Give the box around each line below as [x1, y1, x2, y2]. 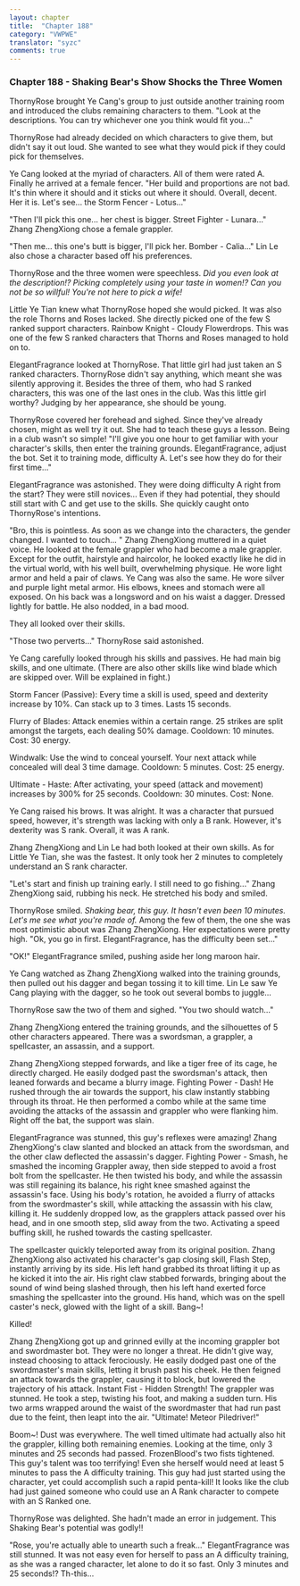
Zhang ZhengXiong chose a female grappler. [9, 224, 174, 235]
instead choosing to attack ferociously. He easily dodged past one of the [9, 1355, 277, 1366]
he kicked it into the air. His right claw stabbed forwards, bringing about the [9, 1273, 287, 1284]
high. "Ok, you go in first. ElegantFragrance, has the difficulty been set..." [9, 934, 279, 945]
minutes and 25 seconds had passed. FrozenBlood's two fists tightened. [9, 1448, 275, 1459]
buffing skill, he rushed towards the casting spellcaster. [9, 1227, 212, 1238]
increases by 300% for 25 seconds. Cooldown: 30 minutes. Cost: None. [9, 789, 274, 799]
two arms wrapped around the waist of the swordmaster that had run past [9, 1403, 281, 1414]
